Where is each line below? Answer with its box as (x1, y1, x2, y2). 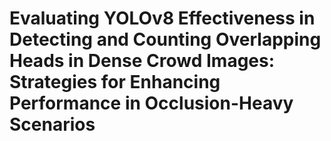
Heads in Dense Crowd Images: (9, 50, 276, 72)
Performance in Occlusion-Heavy (9, 92, 294, 115)
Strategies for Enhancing (9, 71, 221, 94)
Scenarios (9, 113, 96, 136)
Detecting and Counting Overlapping (9, 28, 322, 51)
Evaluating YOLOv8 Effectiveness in (9, 7, 316, 30)
